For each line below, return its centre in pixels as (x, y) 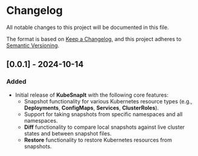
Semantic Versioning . (33, 45)
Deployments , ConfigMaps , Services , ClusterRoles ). (91, 108)
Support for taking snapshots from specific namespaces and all (103, 114)
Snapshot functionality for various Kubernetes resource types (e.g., (108, 101)
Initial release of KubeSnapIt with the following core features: (91, 95)
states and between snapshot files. (68, 133)
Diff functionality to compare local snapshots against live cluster (104, 127)
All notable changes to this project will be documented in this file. (88, 27)
